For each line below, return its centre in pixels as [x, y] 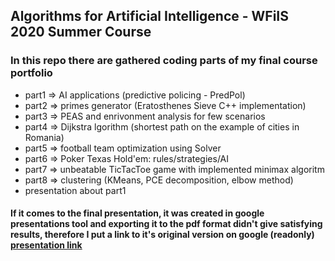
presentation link [46, 245]
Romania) [44, 137]
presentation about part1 [75, 190]
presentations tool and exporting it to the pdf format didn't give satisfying [166, 224]
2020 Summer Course [81, 32]
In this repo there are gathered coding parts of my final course [164, 61]
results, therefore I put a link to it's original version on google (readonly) [162, 235]
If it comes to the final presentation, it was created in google [137, 213]
